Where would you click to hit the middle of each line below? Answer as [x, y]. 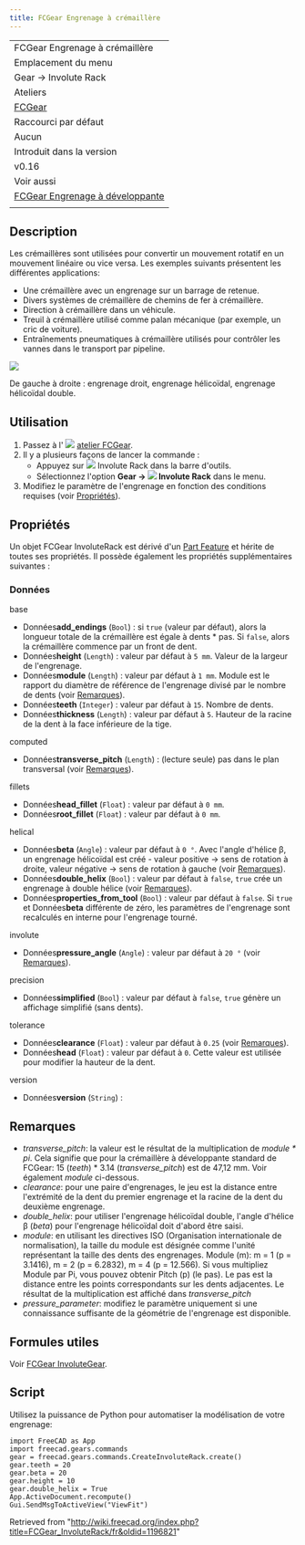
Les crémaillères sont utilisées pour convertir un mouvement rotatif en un [147, 254]
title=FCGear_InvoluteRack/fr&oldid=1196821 [93, 1531]
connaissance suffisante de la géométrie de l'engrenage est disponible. [157, 1313]
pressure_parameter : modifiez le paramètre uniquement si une [140, 1304]
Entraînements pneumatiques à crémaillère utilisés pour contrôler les [151, 339]
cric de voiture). [52, 329]
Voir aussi [35, 181]
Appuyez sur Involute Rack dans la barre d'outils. [134, 465]
